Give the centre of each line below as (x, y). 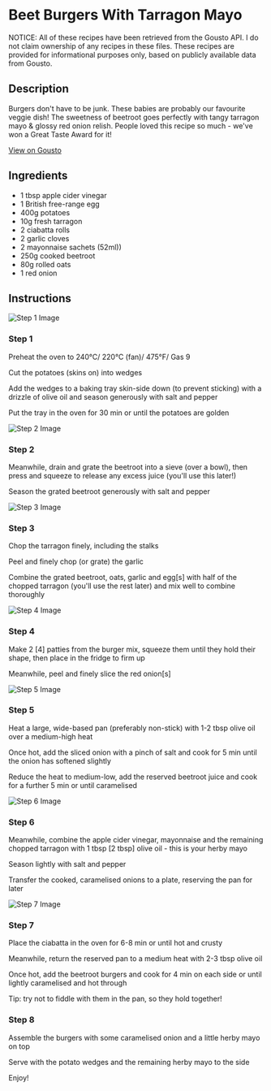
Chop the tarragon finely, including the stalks (84, 546)
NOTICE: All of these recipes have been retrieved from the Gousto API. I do (133, 37)
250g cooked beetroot (58, 255)
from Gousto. (30, 63)
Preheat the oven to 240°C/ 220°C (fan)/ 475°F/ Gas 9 (99, 357)
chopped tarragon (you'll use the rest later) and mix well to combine (122, 586)
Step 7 (21, 925)
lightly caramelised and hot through (68, 983)
